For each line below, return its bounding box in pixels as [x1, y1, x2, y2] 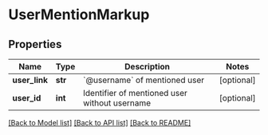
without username [82, 97, 152, 109]
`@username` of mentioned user [82, 74, 205, 85]
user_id [12, 93, 41, 103]
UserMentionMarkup [8, 6, 150, 24]
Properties [8, 38, 62, 51]
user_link [12, 74, 49, 85]
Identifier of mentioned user [82, 88, 187, 98]
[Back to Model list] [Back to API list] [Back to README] [8, 118, 191, 127]
